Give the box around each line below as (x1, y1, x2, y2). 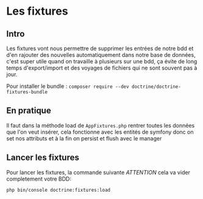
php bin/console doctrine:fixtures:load (6, 187, 111, 193)
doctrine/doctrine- (131, 84, 182, 90)
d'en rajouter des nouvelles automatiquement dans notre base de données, (6, 51, 196, 59)
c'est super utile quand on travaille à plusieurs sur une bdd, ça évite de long (6, 58, 197, 65)
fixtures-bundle (6, 89, 48, 95)
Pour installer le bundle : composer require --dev (6, 82, 130, 90)
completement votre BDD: (6, 175, 72, 183)
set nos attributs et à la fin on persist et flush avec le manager (6, 134, 162, 142)
